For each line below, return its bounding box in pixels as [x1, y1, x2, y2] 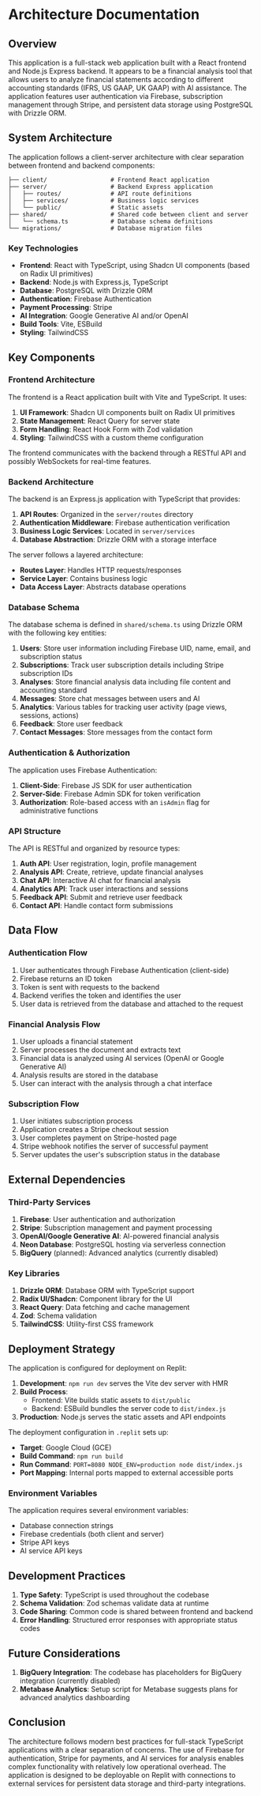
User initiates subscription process [19, 1116, 133, 1126]
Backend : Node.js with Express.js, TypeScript [19, 277, 169, 287]
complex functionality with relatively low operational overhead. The [8, 1761, 226, 1771]
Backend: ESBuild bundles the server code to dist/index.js [31, 1404, 226, 1413]
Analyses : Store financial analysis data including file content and [19, 677, 231, 687]
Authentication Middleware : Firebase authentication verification [19, 518, 230, 527]
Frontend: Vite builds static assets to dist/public [31, 1395, 191, 1405]
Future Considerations [8, 1647, 121, 1660]
